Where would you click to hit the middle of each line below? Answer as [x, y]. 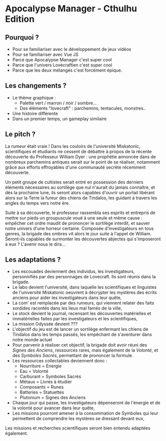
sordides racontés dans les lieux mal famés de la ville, [67, 308]
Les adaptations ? [33, 260]
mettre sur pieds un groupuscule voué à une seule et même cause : [74, 218]
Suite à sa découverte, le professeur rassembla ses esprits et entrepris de [80, 213]
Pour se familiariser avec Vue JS [45, 54]
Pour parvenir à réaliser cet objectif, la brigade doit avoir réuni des [80, 345]
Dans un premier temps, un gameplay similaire [60, 119]
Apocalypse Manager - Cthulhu [71, 9]
